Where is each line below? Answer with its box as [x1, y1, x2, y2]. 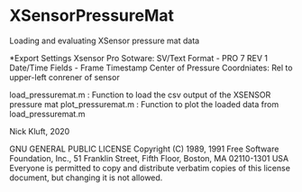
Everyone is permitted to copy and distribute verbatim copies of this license [9, 162, 291, 173]
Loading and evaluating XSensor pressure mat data [9, 35, 200, 46]
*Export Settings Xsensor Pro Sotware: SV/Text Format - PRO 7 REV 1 [9, 52, 269, 63]
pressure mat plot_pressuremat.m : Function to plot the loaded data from [9, 98, 279, 109]
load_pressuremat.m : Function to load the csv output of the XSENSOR [9, 89, 271, 100]
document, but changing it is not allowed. [9, 172, 163, 183]
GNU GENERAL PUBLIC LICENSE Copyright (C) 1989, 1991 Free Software [9, 143, 279, 154]
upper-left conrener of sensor [9, 71, 120, 82]
